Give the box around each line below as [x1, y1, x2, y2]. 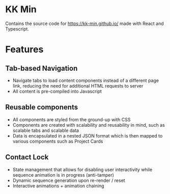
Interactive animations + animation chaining [12, 182, 104, 189]
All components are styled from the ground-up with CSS [12, 116, 131, 123]
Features [5, 44, 44, 56]
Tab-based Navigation [5, 64, 78, 72]
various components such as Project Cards [12, 138, 103, 144]
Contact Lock [5, 153, 49, 161]
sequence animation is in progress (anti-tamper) [12, 172, 115, 178]
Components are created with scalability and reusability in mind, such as [12, 122, 165, 128]
